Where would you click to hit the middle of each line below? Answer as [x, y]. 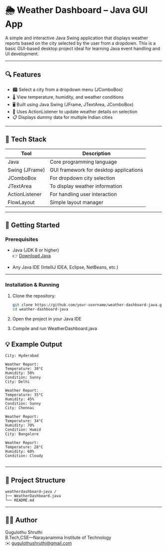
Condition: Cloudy [24, 456]
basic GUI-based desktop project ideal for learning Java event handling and [83, 48]
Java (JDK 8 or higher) [36, 250]
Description [96, 153]
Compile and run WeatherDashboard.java [55, 329]
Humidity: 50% [20, 373]
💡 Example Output [34, 344]
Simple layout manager [76, 202]
